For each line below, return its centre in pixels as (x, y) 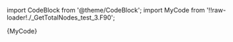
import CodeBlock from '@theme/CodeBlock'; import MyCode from (106, 10)
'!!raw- (216, 10)
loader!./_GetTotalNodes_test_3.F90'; (61, 17)
